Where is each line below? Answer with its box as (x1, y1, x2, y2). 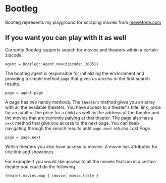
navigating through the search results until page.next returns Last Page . (5, 125, 152, 131)
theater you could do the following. (5, 164, 77, 170)
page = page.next (5, 135, 41, 140)
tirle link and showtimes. (5, 149, 55, 155)
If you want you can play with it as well (5, 34, 126, 42)
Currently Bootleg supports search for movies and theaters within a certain (5, 46, 158, 52)
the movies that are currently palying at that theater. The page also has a (5, 115, 154, 121)
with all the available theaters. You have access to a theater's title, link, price (5, 104, 161, 110)
